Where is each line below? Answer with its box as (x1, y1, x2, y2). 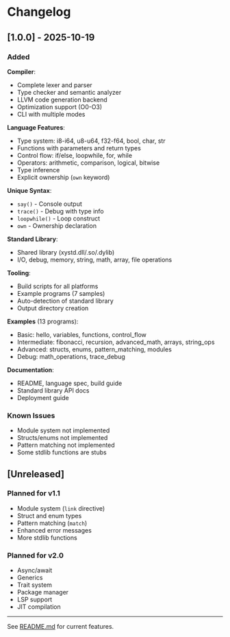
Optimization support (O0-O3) (16, 102, 103, 111)
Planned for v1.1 (7, 489, 60, 498)
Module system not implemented (16, 426, 110, 435)
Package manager (16, 588, 69, 597)
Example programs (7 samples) (16, 289, 105, 297)
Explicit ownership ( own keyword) (16, 173, 110, 181)
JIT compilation (16, 603, 62, 611)
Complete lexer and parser (16, 80, 92, 89)
